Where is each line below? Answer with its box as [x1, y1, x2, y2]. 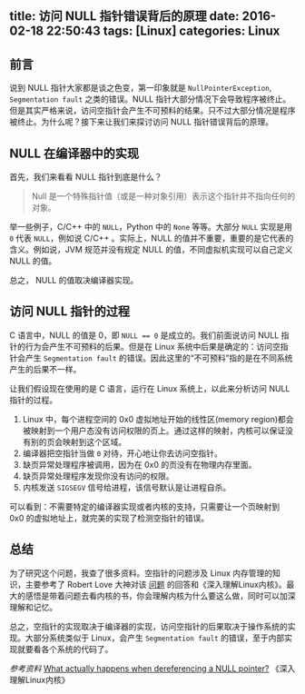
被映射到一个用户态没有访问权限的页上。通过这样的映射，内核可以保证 [22, 425, 286, 436]
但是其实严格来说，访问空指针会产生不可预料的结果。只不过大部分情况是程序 [9, 105, 296, 116]
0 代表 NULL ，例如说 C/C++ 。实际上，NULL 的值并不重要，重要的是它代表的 [9, 233, 294, 243]
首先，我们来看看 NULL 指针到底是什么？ [9, 172, 162, 183]
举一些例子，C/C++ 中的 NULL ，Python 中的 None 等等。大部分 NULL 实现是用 [9, 222, 293, 233]
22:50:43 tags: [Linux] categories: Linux [45, 24, 280, 39]
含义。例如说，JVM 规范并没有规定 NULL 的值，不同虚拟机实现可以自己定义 [9, 244, 293, 255]
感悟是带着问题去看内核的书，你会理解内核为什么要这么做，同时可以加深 [25, 590, 296, 601]
